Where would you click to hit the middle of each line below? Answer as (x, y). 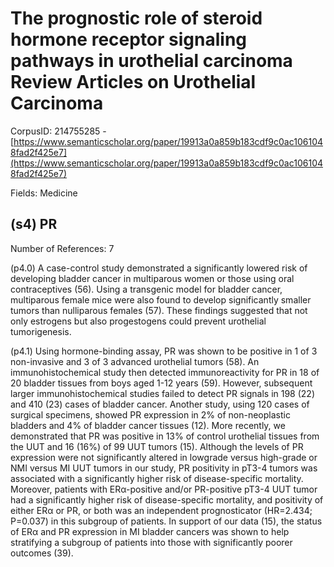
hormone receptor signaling (129, 39)
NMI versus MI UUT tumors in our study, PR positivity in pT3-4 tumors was (164, 468)
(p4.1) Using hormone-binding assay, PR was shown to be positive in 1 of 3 (164, 351)
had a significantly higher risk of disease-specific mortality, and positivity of (167, 499)
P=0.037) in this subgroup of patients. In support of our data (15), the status (166, 521)
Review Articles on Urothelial (133, 82)
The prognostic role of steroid (136, 18)
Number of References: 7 (62, 248)
